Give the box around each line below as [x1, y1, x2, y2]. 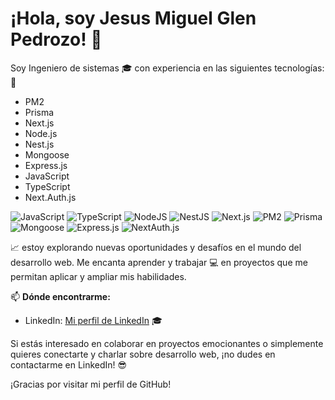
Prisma [24, 106, 55, 118]
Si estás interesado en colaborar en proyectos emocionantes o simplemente [10, 337, 324, 349]
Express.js [24, 159, 68, 171]
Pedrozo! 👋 [10, 28, 103, 51]
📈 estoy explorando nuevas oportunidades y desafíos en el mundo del [10, 241, 302, 253]
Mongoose [24, 148, 70, 161]
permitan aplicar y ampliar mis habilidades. [10, 270, 187, 282]
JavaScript [24, 170, 70, 182]
